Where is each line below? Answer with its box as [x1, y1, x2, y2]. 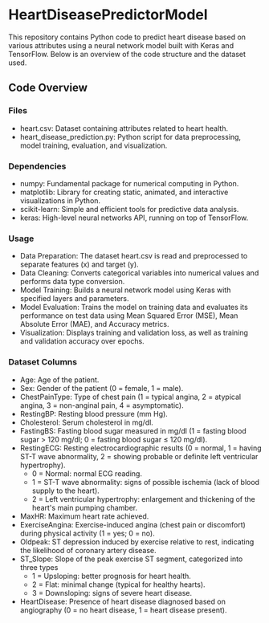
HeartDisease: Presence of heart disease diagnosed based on [19, 597, 226, 606]
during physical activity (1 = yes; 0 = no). [19, 528, 155, 538]
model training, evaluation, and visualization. [19, 140, 168, 150]
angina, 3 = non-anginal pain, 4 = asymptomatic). [19, 400, 184, 410]
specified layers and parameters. [19, 294, 130, 303]
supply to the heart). [31, 486, 100, 495]
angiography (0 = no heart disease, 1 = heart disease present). [19, 605, 227, 615]
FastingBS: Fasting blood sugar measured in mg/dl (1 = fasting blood [19, 426, 247, 435]
